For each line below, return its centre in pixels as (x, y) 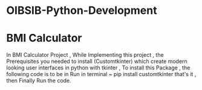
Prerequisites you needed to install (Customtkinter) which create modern (97, 62)
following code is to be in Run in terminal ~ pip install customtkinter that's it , (101, 74)
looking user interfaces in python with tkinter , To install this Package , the (98, 68)
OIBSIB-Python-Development (82, 11)
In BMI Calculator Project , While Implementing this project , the (85, 55)
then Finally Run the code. (39, 81)
